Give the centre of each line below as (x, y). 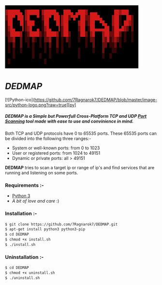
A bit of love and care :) (36, 201)
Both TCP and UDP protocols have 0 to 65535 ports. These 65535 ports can (81, 133)
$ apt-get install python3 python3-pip (45, 229)
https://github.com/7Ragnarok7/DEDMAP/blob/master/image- (96, 99)
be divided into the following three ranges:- (48, 138)
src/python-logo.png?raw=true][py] (41, 105)
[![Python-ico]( (20, 99)
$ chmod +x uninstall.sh (30, 273)
